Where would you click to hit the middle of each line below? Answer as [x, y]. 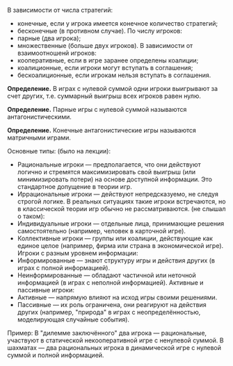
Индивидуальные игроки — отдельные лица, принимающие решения [121, 224]
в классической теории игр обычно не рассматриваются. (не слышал [121, 209]
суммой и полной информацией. [56, 355]
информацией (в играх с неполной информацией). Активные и [110, 283]
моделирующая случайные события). [73, 319]
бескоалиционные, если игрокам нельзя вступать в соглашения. [114, 75]
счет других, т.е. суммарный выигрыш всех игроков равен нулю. [104, 96]
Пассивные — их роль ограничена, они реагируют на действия [112, 305]
